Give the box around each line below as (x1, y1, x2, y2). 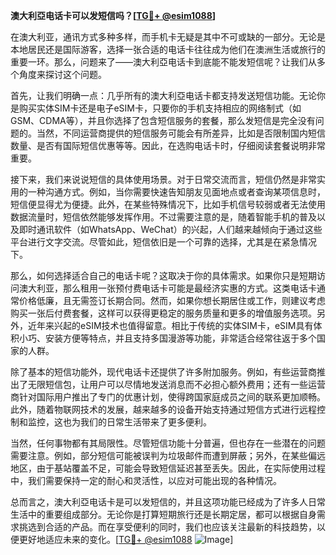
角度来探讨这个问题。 (18, 69, 107, 80)
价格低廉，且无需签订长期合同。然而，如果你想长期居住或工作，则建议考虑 (18, 295, 326, 306)
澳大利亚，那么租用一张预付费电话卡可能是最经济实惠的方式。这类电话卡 (18, 282, 317, 294)
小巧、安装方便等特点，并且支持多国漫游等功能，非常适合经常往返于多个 (18, 332, 317, 344)
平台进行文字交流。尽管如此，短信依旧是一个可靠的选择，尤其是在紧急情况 (10, 236, 317, 248)
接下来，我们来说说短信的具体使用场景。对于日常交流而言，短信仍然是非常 (10, 174, 317, 185)
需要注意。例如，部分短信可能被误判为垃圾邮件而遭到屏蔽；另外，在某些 (10, 450, 308, 461)
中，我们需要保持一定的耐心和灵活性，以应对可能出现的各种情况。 (10, 475, 282, 486)
